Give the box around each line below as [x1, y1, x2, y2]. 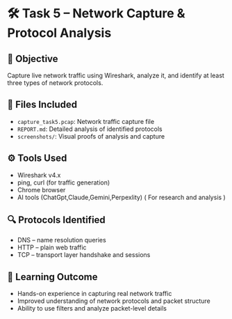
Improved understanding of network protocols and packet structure [17, 297, 210, 305]
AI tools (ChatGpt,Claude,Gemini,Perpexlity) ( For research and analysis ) [17, 193, 226, 201]
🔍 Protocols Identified [7, 214, 106, 226]
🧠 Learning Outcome [7, 271, 98, 283]
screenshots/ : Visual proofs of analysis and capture [17, 132, 165, 140]
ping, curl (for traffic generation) [17, 178, 110, 187]
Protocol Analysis [7, 25, 112, 41]
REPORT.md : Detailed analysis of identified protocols [17, 125, 163, 133]
